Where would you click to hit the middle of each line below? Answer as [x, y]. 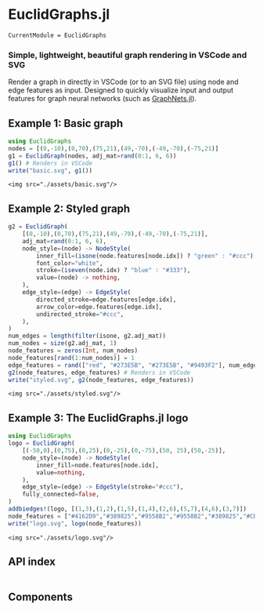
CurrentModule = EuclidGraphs [58, 35]
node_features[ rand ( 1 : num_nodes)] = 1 [71, 358]
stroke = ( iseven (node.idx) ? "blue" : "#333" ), [113, 271]
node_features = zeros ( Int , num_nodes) [73, 351]
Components [40, 596]
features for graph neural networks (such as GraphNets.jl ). [103, 99]
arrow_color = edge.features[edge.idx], [99, 307]
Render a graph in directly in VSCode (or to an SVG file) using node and [123, 82]
